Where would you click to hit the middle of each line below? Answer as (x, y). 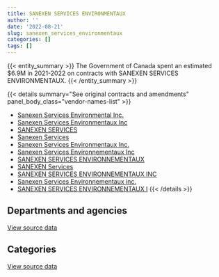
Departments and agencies (67, 211)
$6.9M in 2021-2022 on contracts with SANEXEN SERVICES (93, 73)
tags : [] (20, 46)
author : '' (23, 20)
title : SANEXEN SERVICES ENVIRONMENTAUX (67, 14)
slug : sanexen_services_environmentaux (65, 33)
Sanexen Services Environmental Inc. (70, 115)
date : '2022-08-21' (35, 26)
